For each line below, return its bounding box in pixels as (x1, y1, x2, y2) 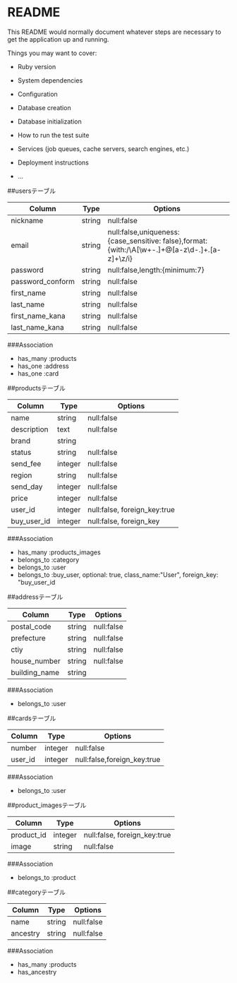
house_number (11, 656, 61, 666)
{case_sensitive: (107, 236, 162, 246)
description (11, 424, 49, 434)
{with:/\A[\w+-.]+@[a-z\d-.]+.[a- (107, 244, 221, 254)
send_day (11, 482, 43, 491)
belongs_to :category (17, 555, 80, 564)
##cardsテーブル (7, 714, 56, 722)
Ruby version (17, 62, 56, 71)
